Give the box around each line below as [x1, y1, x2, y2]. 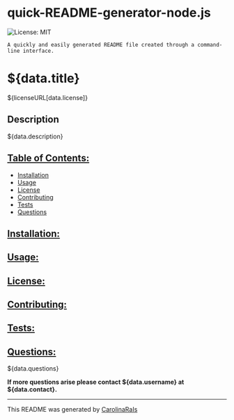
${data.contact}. [7, 385, 58, 394]
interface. [22, 47, 54, 54]
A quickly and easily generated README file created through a [7, 41, 195, 48]
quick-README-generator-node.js [7, 5, 211, 21]
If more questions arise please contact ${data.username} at [7, 378, 185, 387]
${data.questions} [7, 364, 59, 373]
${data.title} [7, 71, 80, 86]
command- [197, 41, 223, 48]
